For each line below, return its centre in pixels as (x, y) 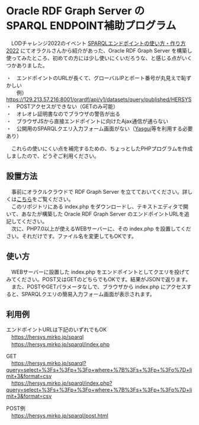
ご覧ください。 (55, 199)
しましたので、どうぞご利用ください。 (53, 155)
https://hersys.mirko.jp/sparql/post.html (60, 416)
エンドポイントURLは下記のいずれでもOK (57, 330)
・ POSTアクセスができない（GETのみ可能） (62, 106)
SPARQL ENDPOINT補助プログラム (91, 26)
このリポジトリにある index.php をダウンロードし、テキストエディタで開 (99, 206)
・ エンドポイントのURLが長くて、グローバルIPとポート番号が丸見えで (94, 78)
